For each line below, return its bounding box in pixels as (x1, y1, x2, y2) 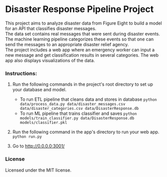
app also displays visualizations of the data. (5, 57, 95, 63)
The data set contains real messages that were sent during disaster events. (5, 31, 160, 37)
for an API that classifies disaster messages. (5, 25, 96, 31)
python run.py (12, 134, 42, 139)
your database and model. (12, 87, 66, 93)
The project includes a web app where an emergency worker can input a (5, 47, 155, 53)
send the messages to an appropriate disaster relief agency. (5, 41, 129, 47)
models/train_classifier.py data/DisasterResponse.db (19, 116, 134, 121)
